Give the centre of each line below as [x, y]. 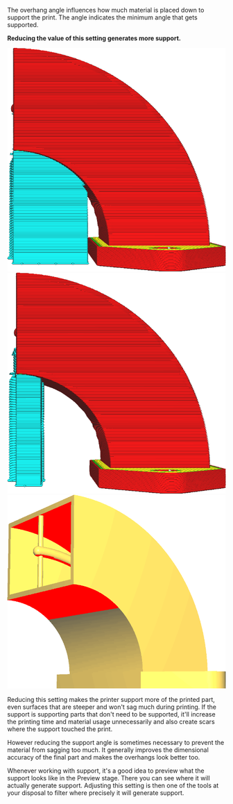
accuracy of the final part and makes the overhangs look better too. [104, 757]
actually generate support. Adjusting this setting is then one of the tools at [113, 785]
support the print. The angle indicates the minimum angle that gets [102, 17]
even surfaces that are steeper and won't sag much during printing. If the [112, 707]
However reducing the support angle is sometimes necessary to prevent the [116, 742]
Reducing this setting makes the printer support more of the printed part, [111, 699]
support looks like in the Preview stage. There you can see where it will [109, 778]
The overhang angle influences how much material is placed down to [106, 10]
